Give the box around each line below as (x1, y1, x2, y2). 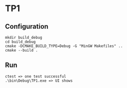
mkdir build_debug (5, 35, 42, 40)
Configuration (5, 22, 49, 31)
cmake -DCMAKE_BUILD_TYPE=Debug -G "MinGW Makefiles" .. (5, 44, 123, 49)
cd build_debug (5, 39, 36, 44)
